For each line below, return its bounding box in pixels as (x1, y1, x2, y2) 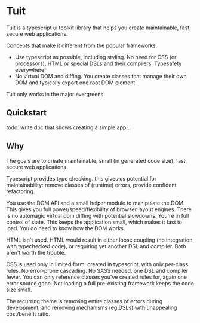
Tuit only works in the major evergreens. (6, 90, 106, 97)
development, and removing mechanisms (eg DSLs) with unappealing (6, 304, 177, 311)
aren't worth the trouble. (6, 249, 66, 256)
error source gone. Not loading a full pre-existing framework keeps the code (6, 279, 194, 287)
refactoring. (6, 187, 35, 195)
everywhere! (14, 66, 46, 73)
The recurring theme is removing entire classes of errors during (6, 297, 163, 304)
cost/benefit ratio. (6, 310, 51, 318)
